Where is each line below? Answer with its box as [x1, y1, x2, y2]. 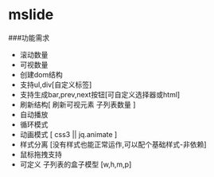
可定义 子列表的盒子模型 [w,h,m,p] [19, 159, 132, 169]
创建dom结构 [19, 69, 64, 79]
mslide [8, 6, 54, 24]
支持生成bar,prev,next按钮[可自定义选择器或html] [19, 89, 181, 99]
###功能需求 [8, 33, 50, 42]
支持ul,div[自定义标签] [19, 80, 92, 89]
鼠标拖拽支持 [19, 149, 62, 159]
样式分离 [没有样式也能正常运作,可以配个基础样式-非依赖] [19, 140, 207, 149]
